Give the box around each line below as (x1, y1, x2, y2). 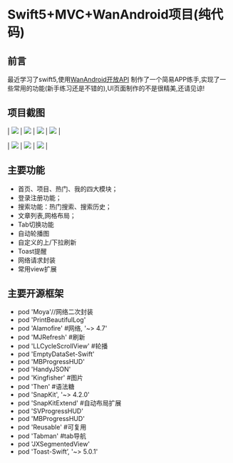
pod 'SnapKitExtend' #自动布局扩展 (17, 399, 122, 407)
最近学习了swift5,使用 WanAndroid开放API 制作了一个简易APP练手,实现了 (7, 76, 220, 83)
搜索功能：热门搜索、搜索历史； (17, 202, 112, 211)
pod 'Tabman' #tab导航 (17, 432, 87, 440)
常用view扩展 (17, 264, 57, 273)
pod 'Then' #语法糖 (17, 383, 75, 391)
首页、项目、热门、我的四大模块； (17, 184, 118, 193)
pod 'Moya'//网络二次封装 (17, 308, 94, 316)
